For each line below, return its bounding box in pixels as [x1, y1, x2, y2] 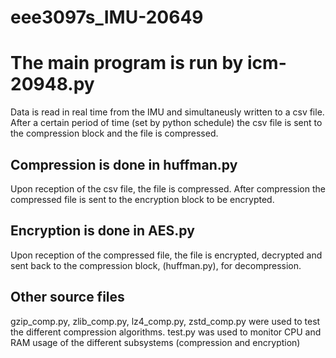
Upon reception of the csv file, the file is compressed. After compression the [10, 182, 326, 195]
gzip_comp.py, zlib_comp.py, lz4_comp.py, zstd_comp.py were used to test [10, 315, 321, 327]
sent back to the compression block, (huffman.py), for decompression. [10, 259, 302, 271]
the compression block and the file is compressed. [10, 127, 219, 140]
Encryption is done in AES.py [10, 222, 195, 240]
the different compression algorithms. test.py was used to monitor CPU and [10, 326, 322, 338]
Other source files [10, 289, 125, 306]
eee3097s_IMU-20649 [10, 6, 204, 29]
